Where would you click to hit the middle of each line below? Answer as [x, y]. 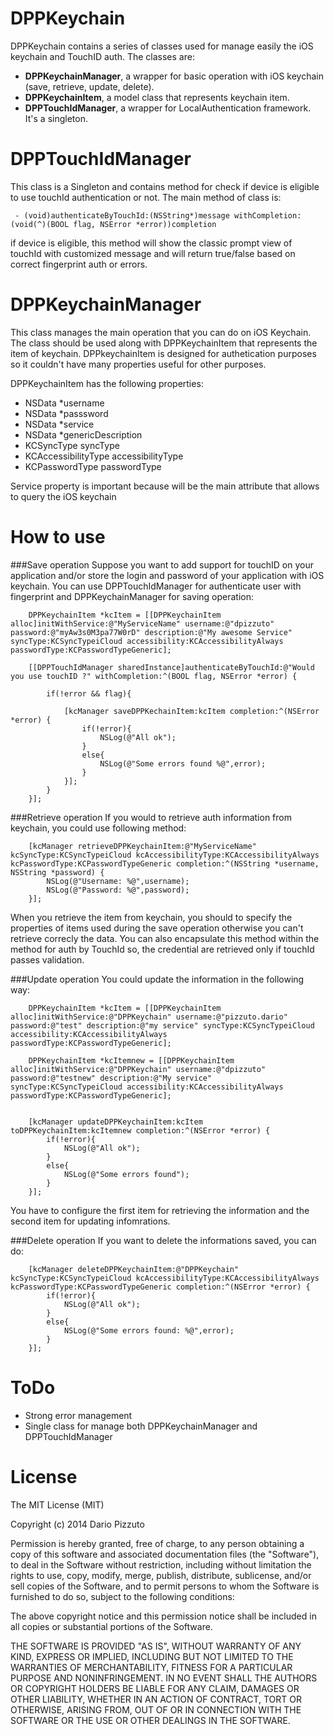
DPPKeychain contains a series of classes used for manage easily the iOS [162, 46]
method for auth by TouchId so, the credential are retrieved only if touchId [162, 949]
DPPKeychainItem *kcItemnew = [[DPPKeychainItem [131, 1060]
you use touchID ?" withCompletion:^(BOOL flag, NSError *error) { [154, 676]
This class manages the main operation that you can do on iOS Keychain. [161, 332]
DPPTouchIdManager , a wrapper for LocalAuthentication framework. [168, 108]
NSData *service [59, 424]
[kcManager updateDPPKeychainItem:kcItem [115, 1122]
